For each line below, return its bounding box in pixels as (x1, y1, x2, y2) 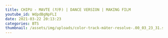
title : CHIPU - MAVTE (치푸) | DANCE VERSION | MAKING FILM (5, 7, 131, 12)
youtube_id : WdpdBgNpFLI (5, 12, 57, 17)
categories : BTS (5, 21, 39, 26)
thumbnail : (5, 26, 28, 31)
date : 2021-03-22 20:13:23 (5, 16, 61, 21)
